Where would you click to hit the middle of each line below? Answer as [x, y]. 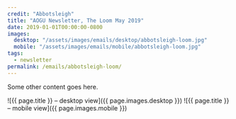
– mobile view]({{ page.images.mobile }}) [67, 108]
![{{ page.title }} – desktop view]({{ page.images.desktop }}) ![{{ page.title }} [118, 101]
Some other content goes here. [53, 86]
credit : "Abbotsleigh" [41, 14]
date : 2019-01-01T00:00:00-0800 [55, 27]
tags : [15, 54]
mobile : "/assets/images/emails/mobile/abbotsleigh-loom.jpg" [107, 47]
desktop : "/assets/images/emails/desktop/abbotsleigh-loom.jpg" [111, 40]
